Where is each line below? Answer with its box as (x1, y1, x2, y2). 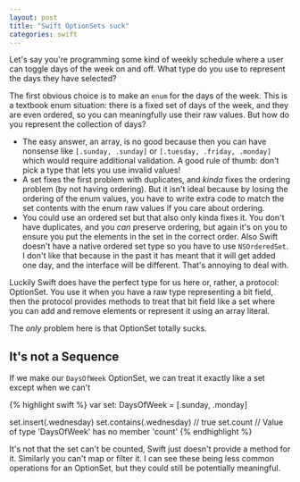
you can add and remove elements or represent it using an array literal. (9, 306, 271, 317)
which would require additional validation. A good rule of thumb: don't (21, 156, 279, 166)
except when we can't (9, 382, 91, 393)
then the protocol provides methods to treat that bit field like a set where (9, 296, 276, 307)
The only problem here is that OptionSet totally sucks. (9, 323, 207, 334)
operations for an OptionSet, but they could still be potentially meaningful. (9, 462, 281, 474)
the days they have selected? (9, 73, 118, 84)
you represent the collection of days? (9, 119, 146, 130)
